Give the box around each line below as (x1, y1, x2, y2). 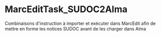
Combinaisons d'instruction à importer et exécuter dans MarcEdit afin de (5, 20, 156, 26)
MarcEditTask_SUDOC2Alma (5, 4, 128, 15)
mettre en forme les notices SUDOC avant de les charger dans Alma (5, 25, 146, 31)
